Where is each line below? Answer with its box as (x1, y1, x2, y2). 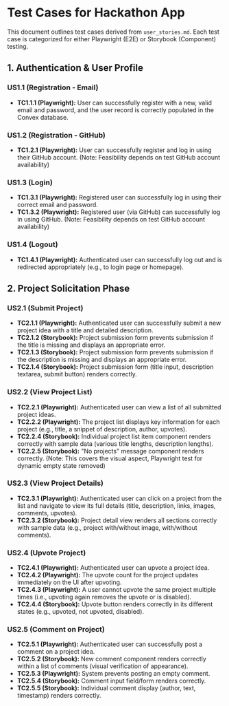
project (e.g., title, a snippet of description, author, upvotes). (16, 425, 187, 433)
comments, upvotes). (16, 509, 77, 517)
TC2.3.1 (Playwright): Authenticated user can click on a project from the (16, 494, 222, 502)
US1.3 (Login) (7, 178, 53, 187)
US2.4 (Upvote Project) (7, 548, 86, 557)
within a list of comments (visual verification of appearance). (16, 662, 189, 670)
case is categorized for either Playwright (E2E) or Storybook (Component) (7, 34, 217, 43)
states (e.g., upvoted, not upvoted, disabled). (16, 608, 145, 616)
